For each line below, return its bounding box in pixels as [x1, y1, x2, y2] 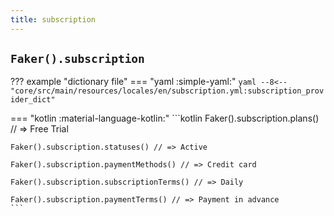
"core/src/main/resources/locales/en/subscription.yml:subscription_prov [10, 86, 325, 96]
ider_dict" [10, 95, 56, 105]
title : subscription [10, 14, 97, 25]
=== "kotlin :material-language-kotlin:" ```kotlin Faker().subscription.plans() [10, 112, 320, 125]
